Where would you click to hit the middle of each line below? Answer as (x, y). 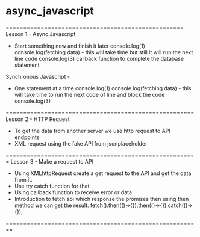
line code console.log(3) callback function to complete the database (99, 58)
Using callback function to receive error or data (73, 192)
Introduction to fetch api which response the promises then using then (102, 199)
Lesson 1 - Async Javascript (41, 34)
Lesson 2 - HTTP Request (38, 119)
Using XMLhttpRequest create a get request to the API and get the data (103, 173)
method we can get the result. (52, 205)
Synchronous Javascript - (38, 76)
